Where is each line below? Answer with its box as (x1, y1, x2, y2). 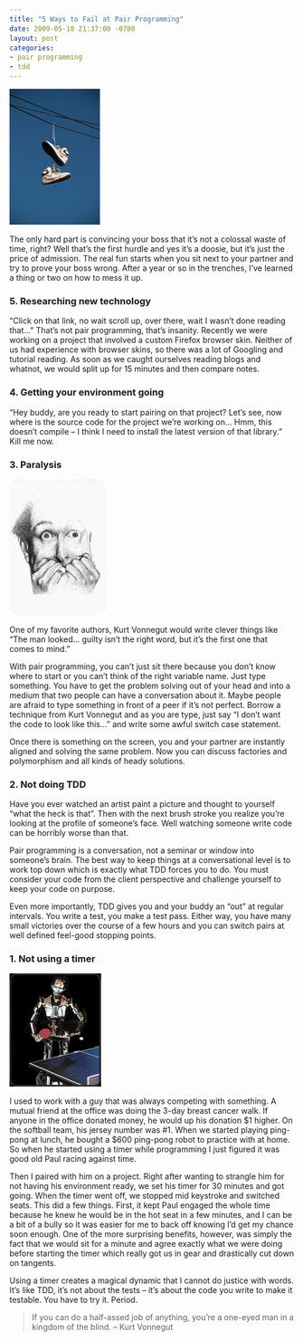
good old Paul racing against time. (9, 1154, 137, 1164)
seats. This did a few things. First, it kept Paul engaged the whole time (9, 1200, 271, 1211)
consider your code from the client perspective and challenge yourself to (9, 874, 282, 885)
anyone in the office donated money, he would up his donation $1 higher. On (9, 1115, 294, 1126)
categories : (9, 43, 54, 53)
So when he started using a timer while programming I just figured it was (9, 1144, 280, 1154)
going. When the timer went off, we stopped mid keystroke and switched (9, 1191, 280, 1202)
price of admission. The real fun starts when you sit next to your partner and (9, 254, 294, 263)
